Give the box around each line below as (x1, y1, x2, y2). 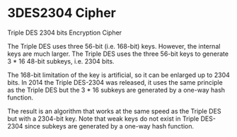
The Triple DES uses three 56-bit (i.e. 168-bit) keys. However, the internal (7, 42, 221, 50)
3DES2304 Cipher (7, 5, 117, 21)
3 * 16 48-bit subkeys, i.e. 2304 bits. (7, 56, 115, 65)
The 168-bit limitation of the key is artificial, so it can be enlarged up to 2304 (7, 71, 230, 79)
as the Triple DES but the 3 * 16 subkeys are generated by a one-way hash (7, 85, 225, 94)
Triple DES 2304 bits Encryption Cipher (7, 28, 122, 37)
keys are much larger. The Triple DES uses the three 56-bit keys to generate (7, 49, 229, 58)
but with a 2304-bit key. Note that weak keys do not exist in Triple (7, 114, 200, 123)
